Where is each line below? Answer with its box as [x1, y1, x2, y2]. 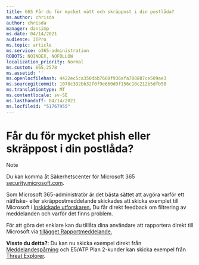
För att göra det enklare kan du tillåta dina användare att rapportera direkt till [6, 222, 194, 229]
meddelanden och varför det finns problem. [6, 210, 113, 217]
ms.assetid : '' [6, 70, 44, 76]
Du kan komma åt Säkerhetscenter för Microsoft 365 [6, 173, 135, 180]
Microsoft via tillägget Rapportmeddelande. [6, 228, 113, 235]
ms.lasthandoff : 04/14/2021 [6, 98, 76, 103]
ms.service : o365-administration [6, 48, 89, 54]
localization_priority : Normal [6, 59, 84, 65]
